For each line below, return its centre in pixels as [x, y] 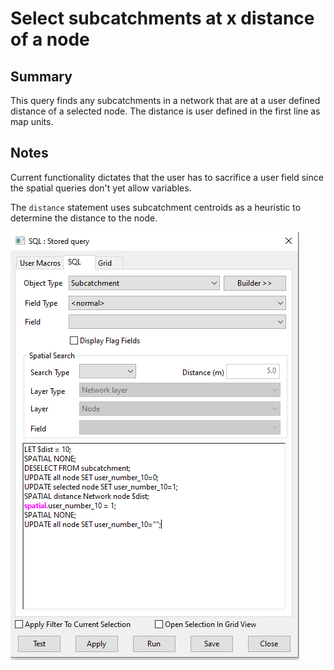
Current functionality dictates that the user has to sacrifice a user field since [167, 177]
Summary [41, 76]
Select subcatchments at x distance [162, 18]
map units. [32, 121]
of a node [50, 39]
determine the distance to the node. [84, 218]
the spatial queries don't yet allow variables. [101, 188]
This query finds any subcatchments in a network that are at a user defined [165, 100]
